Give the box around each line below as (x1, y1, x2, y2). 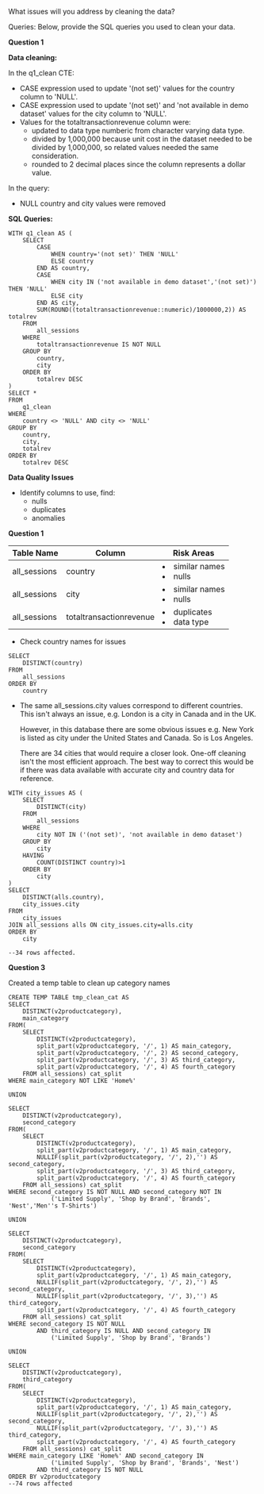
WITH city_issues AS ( (8, 789, 83, 797)
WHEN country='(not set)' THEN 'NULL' (50, 250, 179, 258)
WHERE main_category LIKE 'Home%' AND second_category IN (8, 1452, 204, 1460)
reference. (19, 774, 54, 783)
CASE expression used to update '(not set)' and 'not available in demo (19, 101, 249, 110)
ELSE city (50, 292, 83, 300)
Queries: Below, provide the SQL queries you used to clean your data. (8, 22, 235, 31)
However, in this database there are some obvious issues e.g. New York (19, 725, 254, 734)
